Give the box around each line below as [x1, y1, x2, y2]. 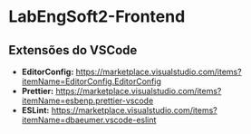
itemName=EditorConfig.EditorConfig [21, 76, 162, 87]
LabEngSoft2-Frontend [8, 6, 186, 27]
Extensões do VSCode [8, 43, 138, 58]
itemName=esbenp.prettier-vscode [21, 95, 154, 106]
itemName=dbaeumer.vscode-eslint [21, 115, 157, 125]
